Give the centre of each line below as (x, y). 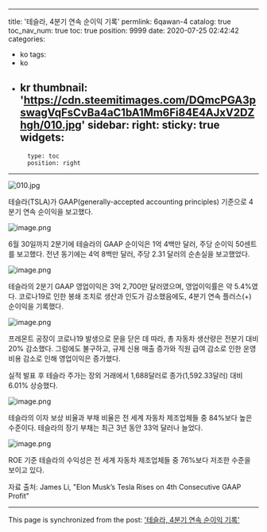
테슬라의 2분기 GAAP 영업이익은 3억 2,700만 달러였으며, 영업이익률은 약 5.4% (130, 286)
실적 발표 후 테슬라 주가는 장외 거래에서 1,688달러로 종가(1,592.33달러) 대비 (126, 375)
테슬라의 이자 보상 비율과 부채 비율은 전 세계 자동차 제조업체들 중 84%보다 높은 (130, 417)
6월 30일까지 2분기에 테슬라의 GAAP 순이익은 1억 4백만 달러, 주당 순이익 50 (126, 244)
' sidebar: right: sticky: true (151, 125)
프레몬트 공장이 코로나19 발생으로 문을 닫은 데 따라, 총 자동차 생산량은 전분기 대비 (133, 338)
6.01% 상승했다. (33, 385)
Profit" (19, 495)
